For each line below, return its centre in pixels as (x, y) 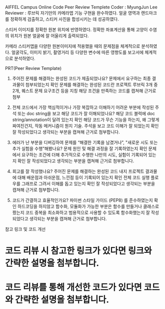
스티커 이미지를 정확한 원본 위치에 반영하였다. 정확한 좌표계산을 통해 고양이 (77, 30)
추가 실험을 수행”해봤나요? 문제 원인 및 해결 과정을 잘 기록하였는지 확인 (80, 149)
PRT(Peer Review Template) (33, 68)
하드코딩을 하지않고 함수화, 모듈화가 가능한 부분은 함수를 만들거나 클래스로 (88, 206)
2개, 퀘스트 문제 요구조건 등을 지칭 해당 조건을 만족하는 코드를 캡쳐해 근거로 (84, 91)
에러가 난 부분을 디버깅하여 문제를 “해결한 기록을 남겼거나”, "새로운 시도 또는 (85, 142)
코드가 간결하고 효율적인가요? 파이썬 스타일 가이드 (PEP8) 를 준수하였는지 (82, 200)
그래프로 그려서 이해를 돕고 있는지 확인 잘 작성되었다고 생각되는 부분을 (88, 184)
